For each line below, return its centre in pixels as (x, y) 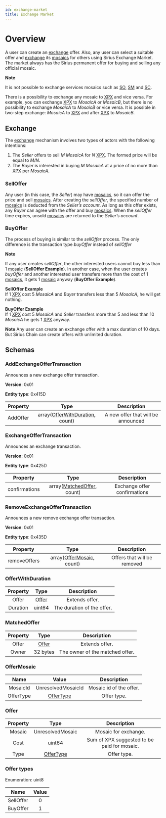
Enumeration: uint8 (24, 779)
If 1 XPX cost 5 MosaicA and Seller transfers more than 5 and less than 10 (80, 314)
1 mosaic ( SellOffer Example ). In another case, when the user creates (76, 269)
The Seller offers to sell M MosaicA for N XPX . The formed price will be (84, 155)
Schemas (20, 350)
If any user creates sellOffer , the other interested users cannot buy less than (83, 263)
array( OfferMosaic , (72, 558)
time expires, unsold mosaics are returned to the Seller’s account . (72, 215)
